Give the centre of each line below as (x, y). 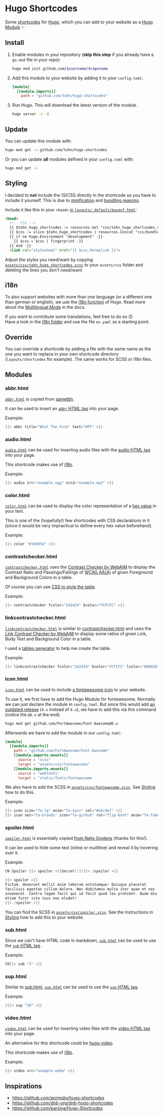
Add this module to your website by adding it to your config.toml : (77, 78)
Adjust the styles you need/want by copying (49, 260)
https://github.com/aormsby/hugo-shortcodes (58, 1097)
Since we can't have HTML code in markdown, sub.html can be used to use (81, 940)
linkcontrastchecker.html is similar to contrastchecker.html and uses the (78, 628)
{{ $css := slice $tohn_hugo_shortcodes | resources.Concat (71, 232)
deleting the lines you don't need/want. (44, 270)
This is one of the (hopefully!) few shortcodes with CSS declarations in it (77, 521)
